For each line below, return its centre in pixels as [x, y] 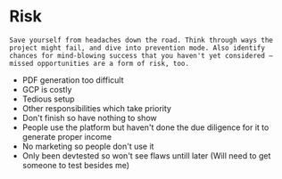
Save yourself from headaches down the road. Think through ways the [141, 40]
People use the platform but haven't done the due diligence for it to [145, 127]
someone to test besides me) [76, 165]
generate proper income [67, 136]
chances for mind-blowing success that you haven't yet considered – [141, 55]
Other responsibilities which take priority [97, 108]
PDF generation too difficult [73, 80]
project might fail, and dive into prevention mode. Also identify [137, 48]
